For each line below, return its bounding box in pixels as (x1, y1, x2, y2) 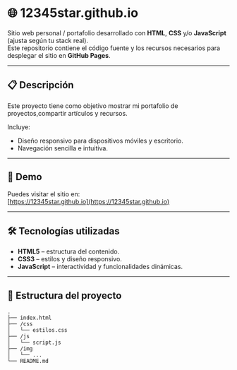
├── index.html (7, 314, 52, 322)
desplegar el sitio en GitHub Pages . (7, 51, 111, 59)
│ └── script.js (7, 339, 61, 347)
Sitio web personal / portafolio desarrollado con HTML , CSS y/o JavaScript (7, 28, 227, 37)
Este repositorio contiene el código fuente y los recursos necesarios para (7, 44, 221, 52)
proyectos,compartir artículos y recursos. (7, 109, 128, 117)
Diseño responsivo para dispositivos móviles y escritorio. (17, 136, 183, 145)
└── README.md (7, 358, 49, 365)
